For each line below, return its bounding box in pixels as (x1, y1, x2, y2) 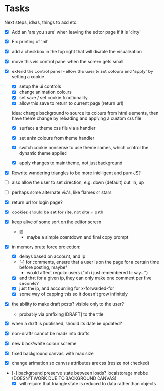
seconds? (19, 281, 39, 286)
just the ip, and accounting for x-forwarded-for (19, 285, 114, 291)
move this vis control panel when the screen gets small (11, 59, 124, 65)
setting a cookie (11, 74, 45, 80)
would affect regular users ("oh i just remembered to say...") (26, 270, 148, 276)
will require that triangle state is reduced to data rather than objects (19, 380, 156, 386)
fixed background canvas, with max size (11, 350, 94, 356)
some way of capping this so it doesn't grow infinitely (19, 291, 128, 297)
